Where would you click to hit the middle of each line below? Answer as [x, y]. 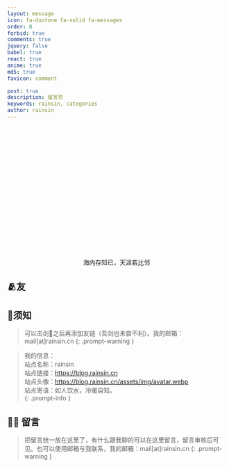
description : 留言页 [35, 97]
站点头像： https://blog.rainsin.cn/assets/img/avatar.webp [106, 382]
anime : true [24, 65]
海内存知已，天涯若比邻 [117, 262]
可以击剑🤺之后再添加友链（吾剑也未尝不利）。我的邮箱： [104, 333]
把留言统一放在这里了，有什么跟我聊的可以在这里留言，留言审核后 [118, 440]
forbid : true [26, 33]
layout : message [31, 14]
